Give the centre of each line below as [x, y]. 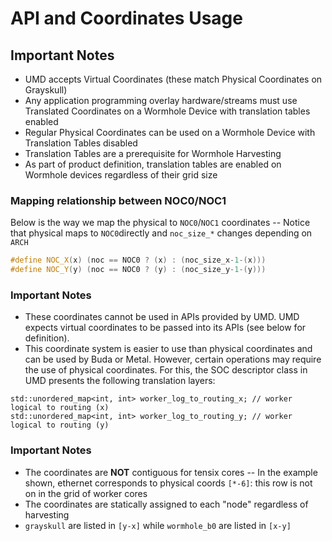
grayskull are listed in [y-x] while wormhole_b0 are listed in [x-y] [158, 525]
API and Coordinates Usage [126, 18]
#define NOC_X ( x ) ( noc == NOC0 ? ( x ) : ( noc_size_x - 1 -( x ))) [138, 260]
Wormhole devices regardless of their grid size [121, 175]
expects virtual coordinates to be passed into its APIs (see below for [165, 328]
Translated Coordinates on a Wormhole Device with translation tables [167, 111]
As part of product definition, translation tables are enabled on [153, 164]
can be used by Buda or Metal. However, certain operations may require [173, 359]
